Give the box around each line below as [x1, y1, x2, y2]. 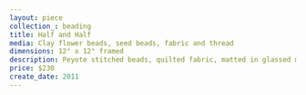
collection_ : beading [9, 22, 92, 31]
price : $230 [9, 64, 55, 73]
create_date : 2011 [9, 72, 79, 81]
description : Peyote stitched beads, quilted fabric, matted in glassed [9, 55, 291, 64]
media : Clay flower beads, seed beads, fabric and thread [9, 38, 234, 48]
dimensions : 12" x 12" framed [9, 47, 125, 56]
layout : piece [9, 13, 64, 23]
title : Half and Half [9, 30, 92, 39]
